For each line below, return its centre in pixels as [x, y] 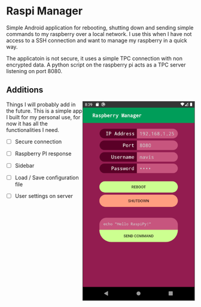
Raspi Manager [44, 11]
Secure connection [38, 142]
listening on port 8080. [34, 71]
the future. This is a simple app [44, 111]
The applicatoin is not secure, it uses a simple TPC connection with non [94, 58]
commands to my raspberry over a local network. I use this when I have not [99, 34]
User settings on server [44, 196]
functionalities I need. [33, 130]
